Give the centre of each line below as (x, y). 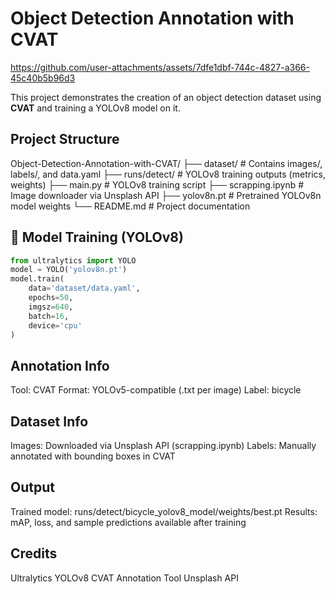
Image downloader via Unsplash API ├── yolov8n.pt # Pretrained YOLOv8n (166, 195)
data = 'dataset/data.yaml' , (84, 288)
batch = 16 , (49, 316)
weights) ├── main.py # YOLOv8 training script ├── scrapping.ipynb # (157, 184)
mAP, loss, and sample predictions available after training (128, 522)
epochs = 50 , (51, 298)
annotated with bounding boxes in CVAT (93, 456)
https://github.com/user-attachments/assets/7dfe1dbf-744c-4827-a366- (160, 67)
